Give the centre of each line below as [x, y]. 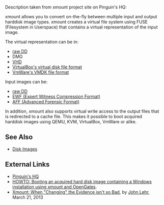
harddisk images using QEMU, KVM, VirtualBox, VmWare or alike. [71, 122]
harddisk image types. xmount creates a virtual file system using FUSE [77, 22]
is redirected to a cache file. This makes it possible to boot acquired [74, 117]
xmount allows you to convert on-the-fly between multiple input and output [81, 16]
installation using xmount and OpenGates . [55, 187]
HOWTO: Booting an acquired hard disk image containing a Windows [82, 181]
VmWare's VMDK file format [41, 72]
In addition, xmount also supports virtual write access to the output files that [82, 111]
